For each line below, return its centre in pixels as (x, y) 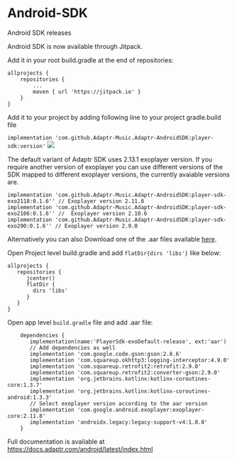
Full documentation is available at (56, 442)
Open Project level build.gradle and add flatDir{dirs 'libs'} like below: (114, 252)
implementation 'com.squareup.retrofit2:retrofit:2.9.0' (115, 366)
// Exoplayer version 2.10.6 (103, 213)
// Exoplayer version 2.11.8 (101, 201)
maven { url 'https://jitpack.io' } (87, 91)
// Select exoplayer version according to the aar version (118, 403)
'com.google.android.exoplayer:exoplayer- (140, 410)
